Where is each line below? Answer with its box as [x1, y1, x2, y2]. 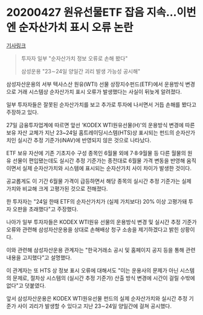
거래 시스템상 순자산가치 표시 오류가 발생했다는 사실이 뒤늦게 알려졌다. [17, 88, 182, 95]
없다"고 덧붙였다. [6, 282, 47, 289]
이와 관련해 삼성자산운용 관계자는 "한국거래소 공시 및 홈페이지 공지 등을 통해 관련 [6, 246, 196, 253]
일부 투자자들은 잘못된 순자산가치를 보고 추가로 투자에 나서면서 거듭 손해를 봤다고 [6, 101, 197, 108]
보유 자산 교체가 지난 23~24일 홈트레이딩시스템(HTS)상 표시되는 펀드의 [6, 128, 175, 136]
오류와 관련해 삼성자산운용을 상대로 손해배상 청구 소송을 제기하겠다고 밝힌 [6, 225, 179, 233]
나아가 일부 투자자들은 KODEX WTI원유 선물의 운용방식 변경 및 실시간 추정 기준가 [6, 218, 198, 225]
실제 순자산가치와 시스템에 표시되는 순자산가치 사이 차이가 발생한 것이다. [22, 164, 192, 171]
